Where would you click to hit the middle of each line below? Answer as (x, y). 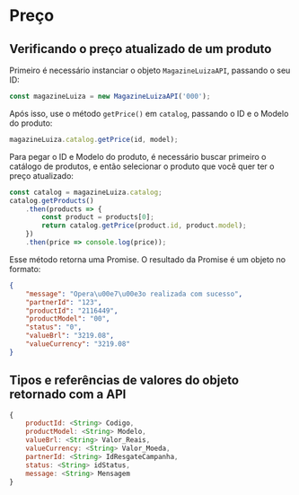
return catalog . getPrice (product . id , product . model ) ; (144, 225)
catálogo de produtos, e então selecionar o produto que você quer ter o (142, 166)
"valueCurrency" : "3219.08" (78, 344)
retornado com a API (68, 395)
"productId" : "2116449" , (72, 311)
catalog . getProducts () (52, 200)
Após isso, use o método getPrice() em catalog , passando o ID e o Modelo (149, 113)
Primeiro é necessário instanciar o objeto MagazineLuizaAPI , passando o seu (150, 70)
